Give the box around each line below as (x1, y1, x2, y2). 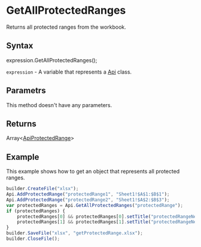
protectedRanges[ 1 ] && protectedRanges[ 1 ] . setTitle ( (17, 219, 151, 225)
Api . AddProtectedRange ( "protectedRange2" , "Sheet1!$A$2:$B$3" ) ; (6, 197, 170, 203)
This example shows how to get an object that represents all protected (6, 168, 180, 175)
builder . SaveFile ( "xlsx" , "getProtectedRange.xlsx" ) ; (6, 230, 144, 236)
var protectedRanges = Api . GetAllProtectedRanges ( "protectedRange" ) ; (6, 202, 184, 208)
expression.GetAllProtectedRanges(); (6, 56, 98, 63)
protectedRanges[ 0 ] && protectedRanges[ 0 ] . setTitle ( (17, 214, 151, 219)
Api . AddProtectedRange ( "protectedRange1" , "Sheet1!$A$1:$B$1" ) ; (6, 191, 170, 197)
